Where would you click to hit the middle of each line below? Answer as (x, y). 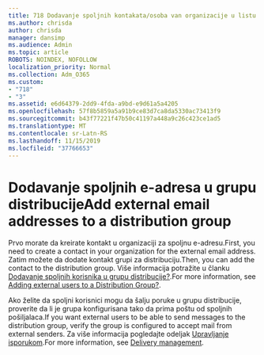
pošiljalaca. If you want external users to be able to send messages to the (127, 317)
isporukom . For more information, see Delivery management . (106, 342)
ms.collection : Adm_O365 (49, 74)
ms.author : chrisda (40, 23)
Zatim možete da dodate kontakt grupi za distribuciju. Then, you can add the (132, 260)
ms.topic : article (38, 52)
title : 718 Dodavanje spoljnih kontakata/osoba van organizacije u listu (132, 15)
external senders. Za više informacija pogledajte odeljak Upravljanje (119, 334)
